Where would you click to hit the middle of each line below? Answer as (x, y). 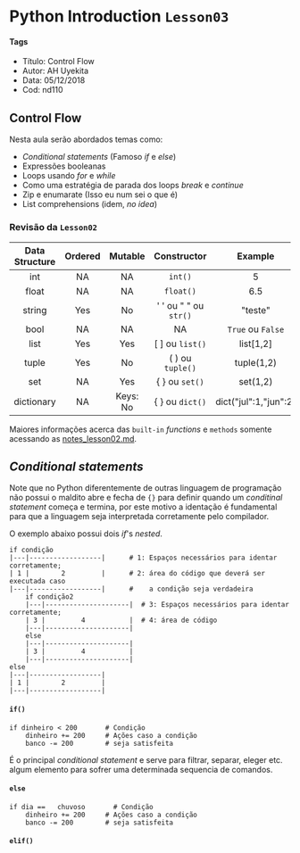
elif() (21, 841)
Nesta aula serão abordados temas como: (86, 139)
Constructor (180, 256)
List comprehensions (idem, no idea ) (90, 204)
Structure (35, 261)
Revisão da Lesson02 (54, 228)
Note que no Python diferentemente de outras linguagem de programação (146, 488)
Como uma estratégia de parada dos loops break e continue (133, 186)
